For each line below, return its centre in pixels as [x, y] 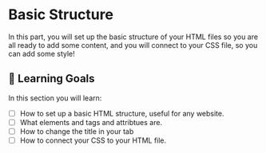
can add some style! [42, 53]
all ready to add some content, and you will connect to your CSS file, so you [133, 45]
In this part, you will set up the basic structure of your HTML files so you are [133, 37]
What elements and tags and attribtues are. [91, 122]
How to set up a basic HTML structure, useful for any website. [122, 113]
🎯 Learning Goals [52, 78]
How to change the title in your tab [77, 131]
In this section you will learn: [55, 98]
